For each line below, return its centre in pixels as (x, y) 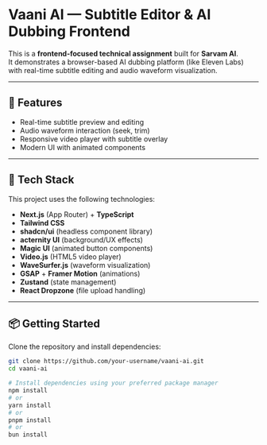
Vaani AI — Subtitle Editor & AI (110, 15)
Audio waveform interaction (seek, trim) (85, 130)
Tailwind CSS (42, 222)
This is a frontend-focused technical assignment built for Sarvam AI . (123, 53)
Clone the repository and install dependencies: (85, 346)
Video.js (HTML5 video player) (70, 257)
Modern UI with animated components (82, 147)
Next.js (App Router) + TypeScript (77, 214)
